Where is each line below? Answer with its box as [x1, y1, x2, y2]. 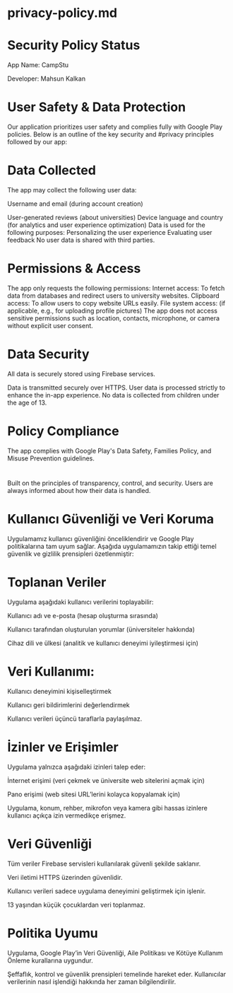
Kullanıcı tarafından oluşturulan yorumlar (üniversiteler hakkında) [7, 625, 196, 634]
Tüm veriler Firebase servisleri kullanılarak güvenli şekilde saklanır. [7, 859, 201, 868]
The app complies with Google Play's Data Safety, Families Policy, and [7, 446, 212, 455]
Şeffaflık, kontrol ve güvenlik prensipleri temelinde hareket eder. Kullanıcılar [7, 970, 227, 978]
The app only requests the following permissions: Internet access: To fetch [7, 284, 225, 292]
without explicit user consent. [7, 321, 93, 330]
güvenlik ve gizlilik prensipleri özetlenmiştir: [7, 550, 134, 558]
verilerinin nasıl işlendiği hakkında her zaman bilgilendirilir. [7, 977, 177, 986]
